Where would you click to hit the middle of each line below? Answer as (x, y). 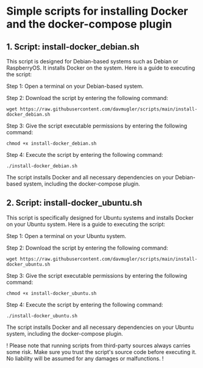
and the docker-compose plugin (89, 24)
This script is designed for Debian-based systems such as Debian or (92, 61)
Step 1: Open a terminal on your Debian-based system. (75, 86)
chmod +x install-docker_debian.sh (52, 143)
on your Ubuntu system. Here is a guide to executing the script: (86, 224)
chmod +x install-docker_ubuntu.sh (52, 293)
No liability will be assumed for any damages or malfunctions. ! (85, 358)
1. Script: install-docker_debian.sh (73, 47)
